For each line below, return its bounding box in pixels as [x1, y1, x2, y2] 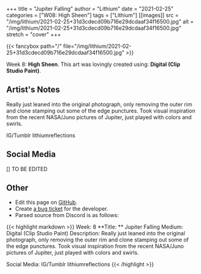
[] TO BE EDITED [6, 165, 48, 172]
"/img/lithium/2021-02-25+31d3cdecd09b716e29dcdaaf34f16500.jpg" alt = [6, 18, 194, 25]
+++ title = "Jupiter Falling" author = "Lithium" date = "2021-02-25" [6, 5, 174, 12]
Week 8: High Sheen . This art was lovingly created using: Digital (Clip [6, 60, 180, 68]
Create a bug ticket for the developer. [14, 205, 109, 212]
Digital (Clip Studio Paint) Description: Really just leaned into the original [6, 230, 185, 237]
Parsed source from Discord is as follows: [14, 212, 119, 219]
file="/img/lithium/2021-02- [63, 42, 132, 50]
